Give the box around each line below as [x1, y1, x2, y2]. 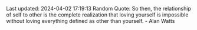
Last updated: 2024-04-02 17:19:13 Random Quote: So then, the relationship [6, 5, 192, 12]
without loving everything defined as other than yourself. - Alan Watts [6, 18, 175, 24]
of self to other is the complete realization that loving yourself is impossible [6, 11, 189, 18]
